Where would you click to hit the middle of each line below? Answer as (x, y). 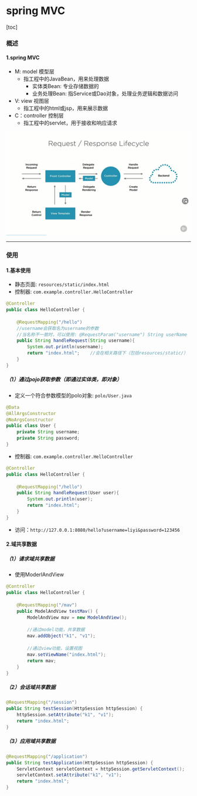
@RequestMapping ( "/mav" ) (47, 605)
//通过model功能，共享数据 (56, 630)
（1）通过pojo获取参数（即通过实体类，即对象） (64, 379)
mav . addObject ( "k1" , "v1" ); (61, 636)
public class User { (31, 426)
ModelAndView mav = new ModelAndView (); (77, 618)
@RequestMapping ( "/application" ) (47, 756)
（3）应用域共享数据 (31, 741)
